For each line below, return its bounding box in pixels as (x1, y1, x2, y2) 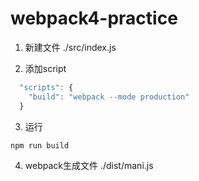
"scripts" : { (19, 82, 74, 92)
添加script (24, 62, 67, 74)
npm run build (10, 140, 70, 151)
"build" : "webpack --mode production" (28, 92, 190, 102)
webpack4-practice (10, 7, 178, 30)
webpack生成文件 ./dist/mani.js (24, 160, 154, 172)
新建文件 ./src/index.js (24, 41, 117, 53)
